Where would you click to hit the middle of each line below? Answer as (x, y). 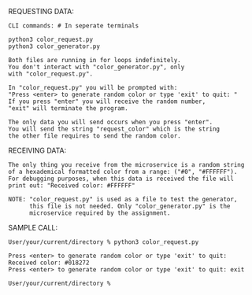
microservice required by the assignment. (100, 213)
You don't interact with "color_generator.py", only (96, 67)
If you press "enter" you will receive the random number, (107, 101)
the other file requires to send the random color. (94, 136)
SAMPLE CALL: (33, 228)
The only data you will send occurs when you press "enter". (111, 122)
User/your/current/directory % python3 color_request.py (104, 242)
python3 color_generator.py (54, 46)
